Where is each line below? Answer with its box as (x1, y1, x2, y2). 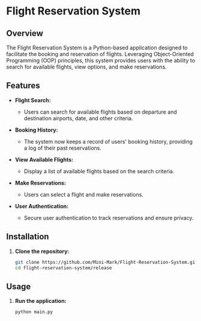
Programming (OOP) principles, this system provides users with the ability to (6, 57, 196, 64)
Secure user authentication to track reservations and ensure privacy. (23, 214, 194, 221)
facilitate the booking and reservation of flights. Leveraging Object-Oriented (6, 50, 194, 58)
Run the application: (14, 298, 67, 305)
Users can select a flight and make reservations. (23, 191, 144, 198)
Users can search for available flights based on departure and (23, 108, 177, 115)
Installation (6, 231, 49, 242)
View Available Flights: (14, 156, 74, 163)
